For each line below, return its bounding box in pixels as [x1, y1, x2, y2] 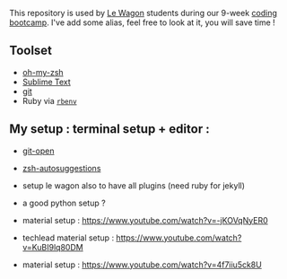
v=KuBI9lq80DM [22, 241, 83, 252]
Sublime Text [22, 76, 72, 87]
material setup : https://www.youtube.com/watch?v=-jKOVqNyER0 [22, 214, 268, 225]
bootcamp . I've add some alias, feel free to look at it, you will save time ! [9, 17, 275, 28]
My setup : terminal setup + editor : [9, 121, 210, 137]
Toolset [9, 43, 52, 58]
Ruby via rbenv [22, 95, 78, 106]
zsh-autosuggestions [22, 162, 101, 173]
